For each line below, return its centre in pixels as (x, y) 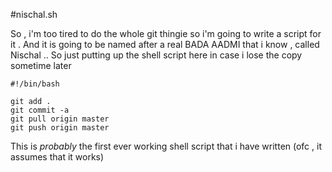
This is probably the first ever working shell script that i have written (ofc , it (166, 146)
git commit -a (40, 110)
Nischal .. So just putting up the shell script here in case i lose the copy (156, 55)
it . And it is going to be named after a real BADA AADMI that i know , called (165, 44)
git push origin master (60, 128)
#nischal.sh (34, 14)
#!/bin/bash (35, 84)
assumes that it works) (57, 157)
